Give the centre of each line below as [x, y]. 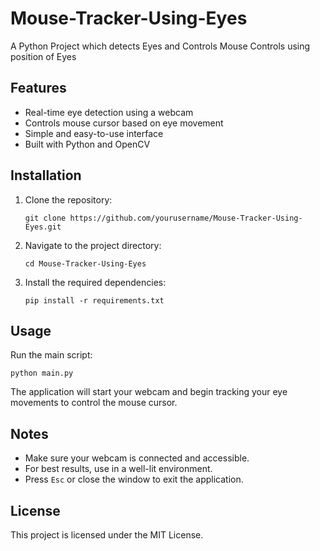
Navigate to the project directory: [93, 245]
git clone [45, 218]
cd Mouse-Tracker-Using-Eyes [85, 263]
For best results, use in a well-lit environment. [118, 469]
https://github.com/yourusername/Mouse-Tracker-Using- [186, 218]
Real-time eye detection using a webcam [109, 112]
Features [38, 88]
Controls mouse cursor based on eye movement [124, 123]
